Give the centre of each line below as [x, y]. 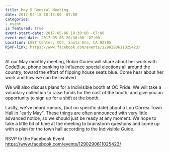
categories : [18, 19]
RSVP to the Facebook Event [35, 138]
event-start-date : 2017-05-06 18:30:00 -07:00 [55, 33]
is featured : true [24, 29]
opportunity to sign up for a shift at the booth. [52, 98]
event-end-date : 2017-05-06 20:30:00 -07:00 [53, 38]
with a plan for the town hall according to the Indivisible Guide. [70, 129]
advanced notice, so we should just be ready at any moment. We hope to [81, 118]
